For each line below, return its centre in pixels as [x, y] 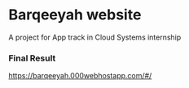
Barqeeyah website [75, 15]
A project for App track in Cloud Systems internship [95, 37]
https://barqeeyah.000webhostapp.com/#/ [80, 76]
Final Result [32, 58]
